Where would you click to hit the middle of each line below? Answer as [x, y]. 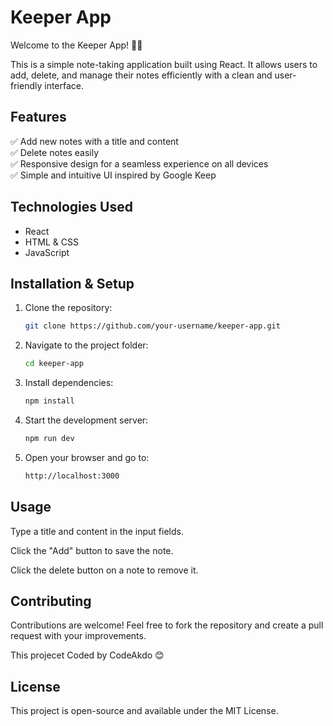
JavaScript [47, 252]
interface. [64, 85]
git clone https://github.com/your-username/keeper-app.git [152, 326]
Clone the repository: [68, 308]
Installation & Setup [72, 283]
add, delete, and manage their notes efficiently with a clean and [141, 75]
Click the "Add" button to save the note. [92, 550]
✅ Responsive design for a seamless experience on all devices [139, 163]
